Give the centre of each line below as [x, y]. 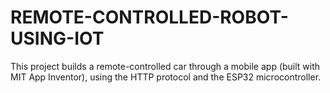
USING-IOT [57, 38]
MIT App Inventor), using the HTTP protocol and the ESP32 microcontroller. [166, 77]
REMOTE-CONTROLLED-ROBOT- [149, 17]
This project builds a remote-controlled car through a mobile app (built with [165, 66]
